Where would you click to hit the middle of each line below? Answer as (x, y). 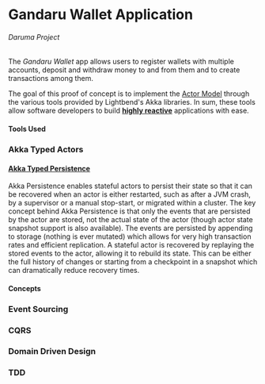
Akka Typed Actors (46, 149)
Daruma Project (34, 36)
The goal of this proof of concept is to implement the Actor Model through (129, 94)
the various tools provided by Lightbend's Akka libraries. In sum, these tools (132, 102)
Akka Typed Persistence (49, 168)
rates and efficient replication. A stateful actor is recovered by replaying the (131, 245)
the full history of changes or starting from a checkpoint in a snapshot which (133, 262)
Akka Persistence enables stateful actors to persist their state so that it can (131, 186)
